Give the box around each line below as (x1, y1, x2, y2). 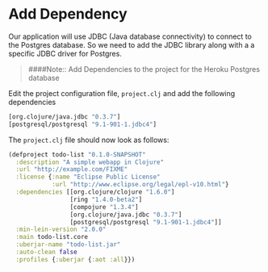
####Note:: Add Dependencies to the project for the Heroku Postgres (27, 64, 261, 73)
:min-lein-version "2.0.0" (15, 225, 107, 234)
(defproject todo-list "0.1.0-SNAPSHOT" (8, 150, 147, 158)
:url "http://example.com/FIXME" (15, 165, 128, 174)
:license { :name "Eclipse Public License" (15, 173, 161, 182)
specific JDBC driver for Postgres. (8, 48, 123, 58)
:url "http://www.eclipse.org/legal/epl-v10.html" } (51, 181, 229, 189)
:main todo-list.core (15, 233, 89, 241)
